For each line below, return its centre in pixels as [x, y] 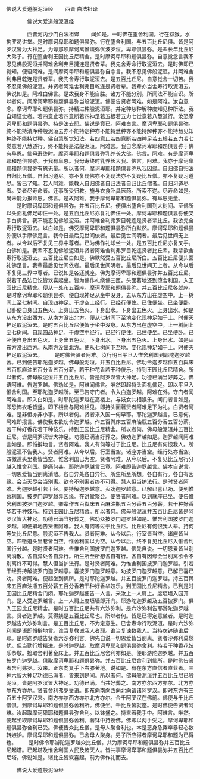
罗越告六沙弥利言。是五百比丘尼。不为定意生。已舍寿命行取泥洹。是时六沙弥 [100, 623]
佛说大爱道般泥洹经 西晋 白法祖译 [52, 9]
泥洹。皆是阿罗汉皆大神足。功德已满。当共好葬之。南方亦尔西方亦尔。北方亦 [100, 683]
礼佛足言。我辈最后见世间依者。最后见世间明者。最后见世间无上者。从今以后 [100, 265]
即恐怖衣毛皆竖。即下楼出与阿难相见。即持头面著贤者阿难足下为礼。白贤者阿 [100, 407]
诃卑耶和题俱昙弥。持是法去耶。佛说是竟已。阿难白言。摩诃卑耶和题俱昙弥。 [100, 123]
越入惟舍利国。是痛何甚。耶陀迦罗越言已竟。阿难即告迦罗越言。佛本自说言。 [100, 466]
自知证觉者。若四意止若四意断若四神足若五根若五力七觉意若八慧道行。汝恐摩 [100, 116]
